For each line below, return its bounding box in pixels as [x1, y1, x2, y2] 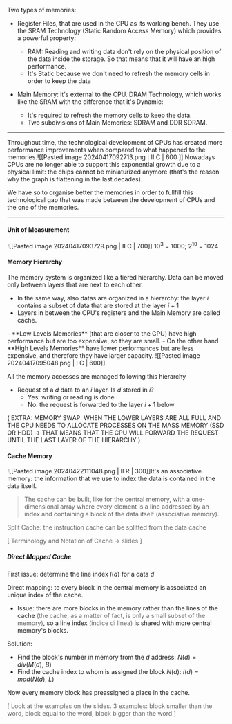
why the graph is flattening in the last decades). [7, 175, 143, 183]
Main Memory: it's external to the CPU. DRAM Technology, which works [17, 90, 222, 98]
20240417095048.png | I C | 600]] [7, 359, 106, 368]
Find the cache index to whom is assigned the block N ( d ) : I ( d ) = [17, 668, 199, 676]
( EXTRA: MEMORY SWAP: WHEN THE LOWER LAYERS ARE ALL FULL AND [7, 414, 222, 422]
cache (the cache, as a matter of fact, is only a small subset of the [17, 612, 206, 620]
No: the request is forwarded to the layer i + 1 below [27, 401, 175, 409]
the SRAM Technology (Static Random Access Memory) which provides [17, 27, 222, 35]
